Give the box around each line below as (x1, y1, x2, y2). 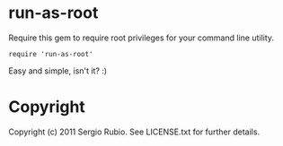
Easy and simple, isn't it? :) (8, 65, 108, 76)
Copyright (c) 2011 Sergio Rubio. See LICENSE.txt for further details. (8, 126, 261, 137)
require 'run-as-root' (8, 49, 93, 58)
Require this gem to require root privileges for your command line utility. (8, 32, 275, 43)
